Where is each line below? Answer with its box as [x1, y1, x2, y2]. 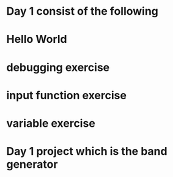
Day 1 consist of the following [6, 4, 159, 18]
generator [6, 157, 58, 171]
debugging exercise [6, 60, 110, 74]
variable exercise [6, 116, 96, 130]
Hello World [6, 32, 67, 47]
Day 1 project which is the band [6, 145, 167, 159]
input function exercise [6, 88, 127, 102]
